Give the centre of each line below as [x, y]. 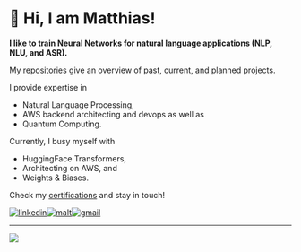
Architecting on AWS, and [70, 168]
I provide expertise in [48, 87]
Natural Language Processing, [78, 104]
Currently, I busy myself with [62, 141]
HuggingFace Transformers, [74, 158]
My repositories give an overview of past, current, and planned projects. [142, 70]
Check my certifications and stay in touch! [87, 195]
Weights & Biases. [56, 178]
